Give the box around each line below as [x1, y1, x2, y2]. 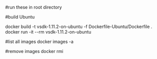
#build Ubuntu [5, 14, 35, 19]
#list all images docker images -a [5, 38, 74, 44]
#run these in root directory [5, 4, 62, 10]
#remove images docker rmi [5, 48, 64, 54]
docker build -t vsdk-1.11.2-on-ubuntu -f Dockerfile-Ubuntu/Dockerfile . [5, 23, 152, 29]
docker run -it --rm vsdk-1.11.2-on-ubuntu [5, 29, 91, 34]
